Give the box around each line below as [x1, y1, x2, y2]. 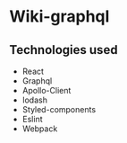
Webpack [21, 123, 58, 134]
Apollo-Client [21, 85, 72, 95]
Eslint [21, 114, 43, 124]
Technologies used [9, 42, 118, 58]
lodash [21, 94, 47, 105]
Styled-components [21, 104, 97, 114]
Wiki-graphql [9, 6, 110, 27]
